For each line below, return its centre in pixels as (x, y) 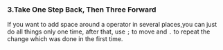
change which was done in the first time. (65, 39)
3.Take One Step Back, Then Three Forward (82, 10)
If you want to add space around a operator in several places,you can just (112, 25)
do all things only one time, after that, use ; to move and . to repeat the (109, 32)
